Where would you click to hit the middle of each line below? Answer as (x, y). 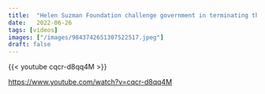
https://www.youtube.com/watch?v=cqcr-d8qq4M (90, 82)
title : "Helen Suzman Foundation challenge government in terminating (128, 15)
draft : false (30, 45)
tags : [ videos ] (33, 30)
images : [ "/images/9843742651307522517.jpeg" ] (86, 37)
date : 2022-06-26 (40, 23)
